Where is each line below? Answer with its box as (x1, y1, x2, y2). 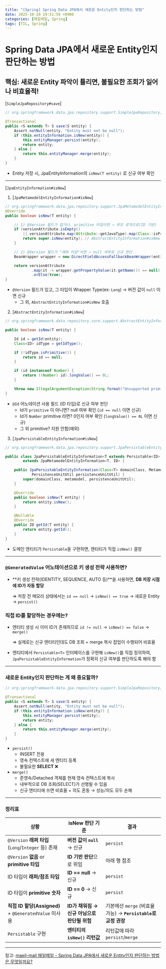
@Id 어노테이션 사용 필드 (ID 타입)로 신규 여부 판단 (12, 401, 108, 407)
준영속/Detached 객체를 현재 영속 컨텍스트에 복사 (19, 775, 115, 781)
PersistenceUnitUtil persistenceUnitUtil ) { (31, 472, 125, 477)
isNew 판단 (68, 820, 94, 827)
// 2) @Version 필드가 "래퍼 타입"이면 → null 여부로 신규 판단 (14, 249, 132, 255)
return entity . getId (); (23, 527, 72, 532)
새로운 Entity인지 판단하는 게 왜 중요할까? (5, 674, 99, 681)
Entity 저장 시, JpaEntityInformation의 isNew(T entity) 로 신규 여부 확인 (12, 170, 155, 176)
